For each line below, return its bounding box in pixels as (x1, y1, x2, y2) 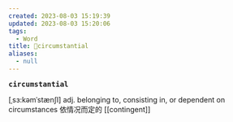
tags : (8, 27, 27, 35)
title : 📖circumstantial (8, 42, 89, 50)
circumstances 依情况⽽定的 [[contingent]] (8, 104, 151, 114)
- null (15, 58, 38, 66)
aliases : (8, 50, 38, 58)
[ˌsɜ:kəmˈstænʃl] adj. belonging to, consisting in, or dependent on (8, 94, 226, 104)
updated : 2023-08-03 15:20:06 (8, 20, 111, 28)
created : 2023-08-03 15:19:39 (8, 11, 111, 20)
